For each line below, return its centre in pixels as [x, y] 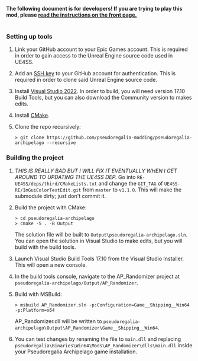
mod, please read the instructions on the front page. [72, 15]
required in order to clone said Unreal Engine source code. [86, 80]
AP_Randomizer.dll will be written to [58, 321]
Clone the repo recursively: [48, 127]
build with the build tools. [45, 247]
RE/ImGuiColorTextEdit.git [48, 190]
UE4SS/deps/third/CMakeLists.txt [56, 184]
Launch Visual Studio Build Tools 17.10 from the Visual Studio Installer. [99, 258]
